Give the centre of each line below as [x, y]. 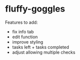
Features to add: [21, 22]
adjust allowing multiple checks [44, 52]
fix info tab [23, 31]
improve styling [28, 42]
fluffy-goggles [35, 9]
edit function [25, 37]
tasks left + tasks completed [40, 47]
